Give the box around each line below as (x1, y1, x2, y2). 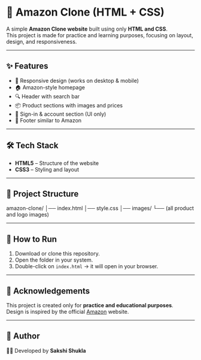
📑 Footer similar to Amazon (14, 116, 82, 124)
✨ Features (6, 61, 48, 71)
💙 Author (6, 331, 40, 341)
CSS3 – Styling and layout (14, 166, 80, 173)
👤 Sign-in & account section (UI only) (14, 110, 106, 118)
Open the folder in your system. (14, 256, 93, 263)
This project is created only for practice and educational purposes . (6, 302, 173, 308)
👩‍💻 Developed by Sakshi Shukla (6, 347, 86, 354)
